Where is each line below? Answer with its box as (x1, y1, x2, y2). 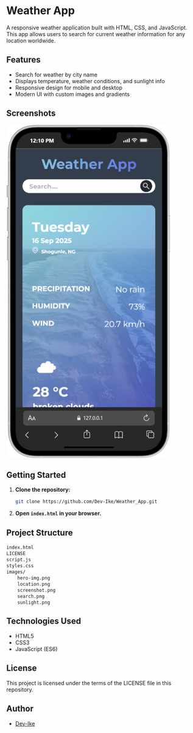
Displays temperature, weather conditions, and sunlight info (15, 77, 166, 84)
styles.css (6, 563, 34, 569)
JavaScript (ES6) (15, 645, 58, 652)
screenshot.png (17, 587, 56, 593)
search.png (17, 593, 45, 600)
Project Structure (6, 527, 73, 538)
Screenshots (6, 108, 56, 119)
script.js (6, 557, 32, 563)
